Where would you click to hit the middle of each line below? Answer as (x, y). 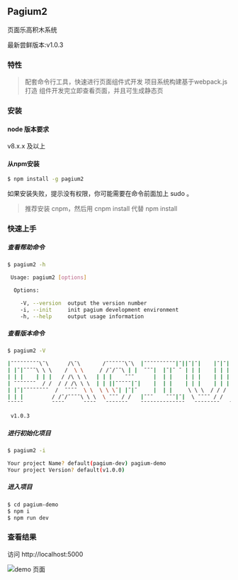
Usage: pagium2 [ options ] (49, 278)
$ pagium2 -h (27, 265)
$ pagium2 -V (27, 351)
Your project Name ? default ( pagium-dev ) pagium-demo (87, 464)
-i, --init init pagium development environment (100, 310)
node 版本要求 (28, 129)
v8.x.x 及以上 (27, 146)
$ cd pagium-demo (33, 504)
